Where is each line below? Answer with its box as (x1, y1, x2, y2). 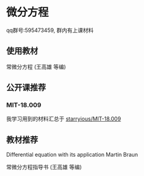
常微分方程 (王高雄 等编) (6, 63, 66, 70)
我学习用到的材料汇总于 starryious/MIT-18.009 (6, 115, 122, 122)
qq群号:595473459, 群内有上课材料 (6, 27, 94, 34)
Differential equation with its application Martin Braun (6, 151, 139, 159)
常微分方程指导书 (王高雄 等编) (6, 163, 83, 171)
